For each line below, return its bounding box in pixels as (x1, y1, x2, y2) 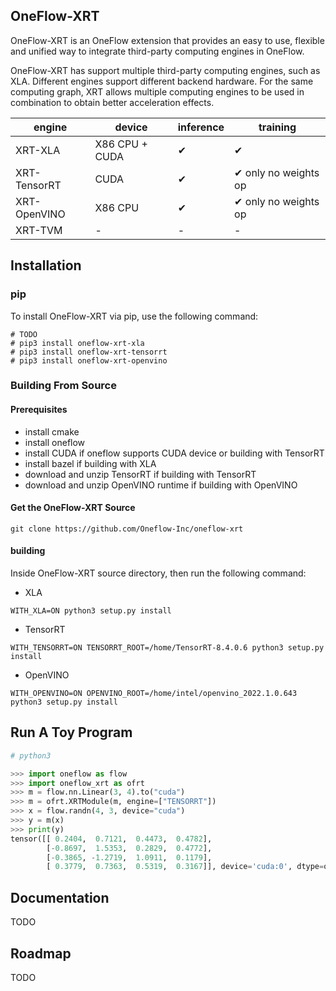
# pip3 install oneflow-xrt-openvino (10, 355, 168, 366)
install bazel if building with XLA (24, 457, 157, 469)
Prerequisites (10, 404, 68, 416)
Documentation (10, 889, 110, 906)
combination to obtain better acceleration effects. (10, 96, 215, 108)
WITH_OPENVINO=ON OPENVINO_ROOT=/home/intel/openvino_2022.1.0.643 (10, 689, 298, 699)
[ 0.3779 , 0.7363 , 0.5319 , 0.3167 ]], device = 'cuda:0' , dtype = (46, 862, 325, 872)
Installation (10, 257, 82, 274)
